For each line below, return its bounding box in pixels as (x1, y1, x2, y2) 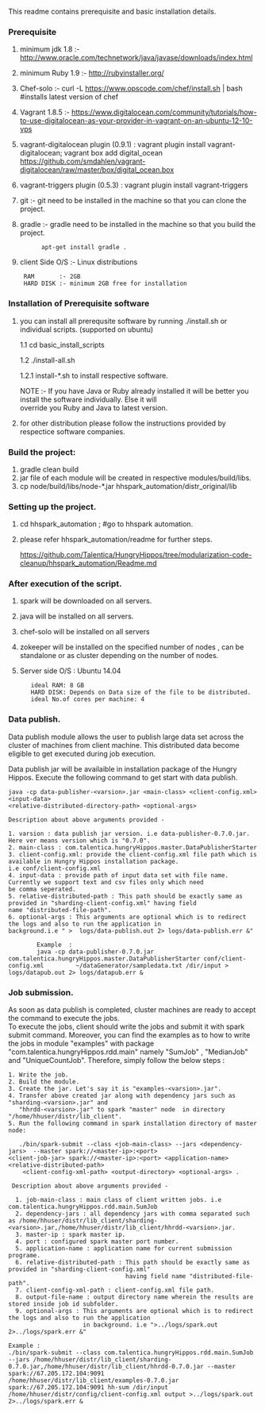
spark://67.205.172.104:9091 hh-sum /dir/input (8, 1384, 169, 1392)
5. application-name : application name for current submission (15, 1245, 232, 1253)
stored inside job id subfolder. (8, 1300, 119, 1308)
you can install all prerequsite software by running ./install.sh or (19, 316, 228, 325)
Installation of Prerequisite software (8, 298, 150, 309)
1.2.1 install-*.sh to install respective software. (19, 371, 168, 380)
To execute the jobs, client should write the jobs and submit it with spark (8, 1022, 245, 1031)
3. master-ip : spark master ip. (15, 1230, 126, 1239)
